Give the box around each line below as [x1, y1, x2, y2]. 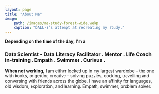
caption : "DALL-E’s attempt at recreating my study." [14, 25, 125, 30]
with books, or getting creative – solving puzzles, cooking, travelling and [5, 73, 149, 79]
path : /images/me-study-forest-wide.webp [14, 20, 98, 26]
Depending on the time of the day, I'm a [5, 38, 86, 44]
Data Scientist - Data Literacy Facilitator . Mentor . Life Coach [5, 51, 152, 57]
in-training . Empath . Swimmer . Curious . [5, 57, 106, 64]
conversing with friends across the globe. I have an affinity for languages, [5, 78, 152, 84]
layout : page [5, 7, 32, 12]
